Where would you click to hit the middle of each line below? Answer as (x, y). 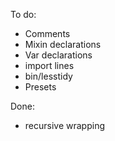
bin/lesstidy (48, 76)
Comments (47, 33)
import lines (49, 65)
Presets (40, 87)
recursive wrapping (64, 125)
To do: (23, 14)
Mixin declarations (63, 44)
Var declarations (58, 55)
